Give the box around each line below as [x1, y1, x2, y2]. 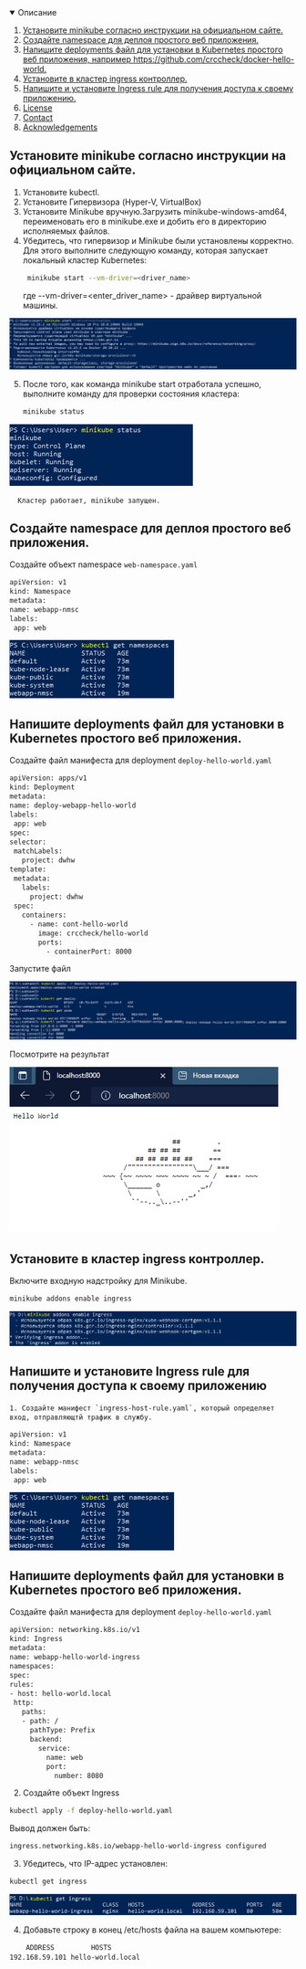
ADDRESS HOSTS [25, 1943, 112, 1952]
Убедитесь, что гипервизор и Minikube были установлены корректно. [22, 235, 294, 246]
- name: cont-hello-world [29, 920, 128, 929]
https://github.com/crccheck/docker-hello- [133, 54, 295, 65]
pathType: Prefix [29, 1726, 96, 1735]
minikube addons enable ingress [9, 1294, 132, 1303]
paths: [21, 1708, 47, 1717]
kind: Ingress [9, 1635, 64, 1644]
